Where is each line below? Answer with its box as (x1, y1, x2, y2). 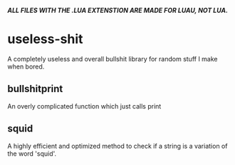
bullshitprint (7, 83, 63, 95)
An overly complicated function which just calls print (7, 101, 162, 110)
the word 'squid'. (7, 149, 57, 158)
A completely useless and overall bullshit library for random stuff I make (7, 54, 219, 63)
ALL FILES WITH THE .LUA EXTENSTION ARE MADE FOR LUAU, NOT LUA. (7, 6, 229, 14)
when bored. (7, 62, 45, 71)
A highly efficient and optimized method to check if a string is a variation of (7, 141, 228, 150)
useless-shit (7, 31, 83, 47)
